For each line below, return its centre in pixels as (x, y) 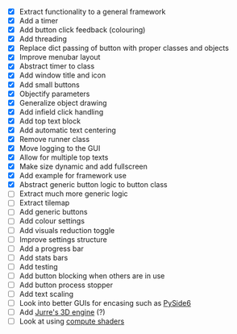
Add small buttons (49, 85)
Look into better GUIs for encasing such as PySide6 (105, 303)
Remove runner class (54, 139)
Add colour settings (52, 221)
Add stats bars (44, 257)
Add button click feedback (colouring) (82, 30)
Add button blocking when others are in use (92, 276)
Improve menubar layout (60, 57)
